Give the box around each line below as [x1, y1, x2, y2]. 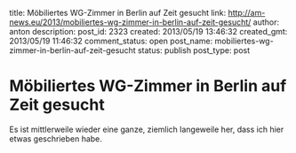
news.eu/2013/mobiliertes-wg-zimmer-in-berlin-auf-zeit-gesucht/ [9, 17, 252, 27]
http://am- [228, 8, 266, 18]
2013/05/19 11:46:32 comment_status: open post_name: [9, 35, 213, 46]
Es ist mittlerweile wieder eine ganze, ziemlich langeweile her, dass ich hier [9, 124, 284, 134]
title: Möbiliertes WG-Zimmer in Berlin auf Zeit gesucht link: [9, 8, 227, 18]
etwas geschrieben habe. [9, 133, 102, 144]
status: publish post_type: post [137, 45, 251, 56]
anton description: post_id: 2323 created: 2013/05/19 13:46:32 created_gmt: [9, 27, 288, 36]
